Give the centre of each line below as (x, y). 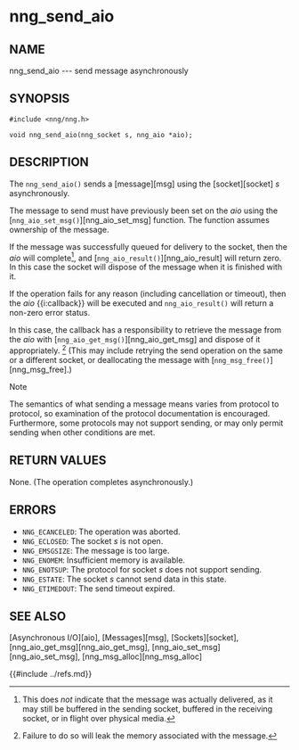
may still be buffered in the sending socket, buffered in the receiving (147, 709)
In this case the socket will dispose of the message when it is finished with (146, 267)
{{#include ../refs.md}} (51, 674)
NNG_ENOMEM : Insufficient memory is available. (103, 560)
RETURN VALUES (58, 461)
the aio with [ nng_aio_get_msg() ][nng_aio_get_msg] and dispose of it (135, 340)
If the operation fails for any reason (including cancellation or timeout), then (148, 294)
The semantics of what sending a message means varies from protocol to (144, 404)
